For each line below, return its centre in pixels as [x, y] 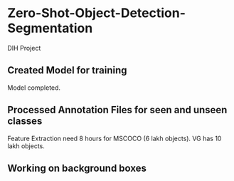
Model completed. [34, 88]
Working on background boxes [77, 168]
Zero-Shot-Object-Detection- [97, 13]
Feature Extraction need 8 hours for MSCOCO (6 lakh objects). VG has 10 [115, 138]
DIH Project [24, 48]
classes [25, 121]
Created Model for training [67, 70]
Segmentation [50, 28]
